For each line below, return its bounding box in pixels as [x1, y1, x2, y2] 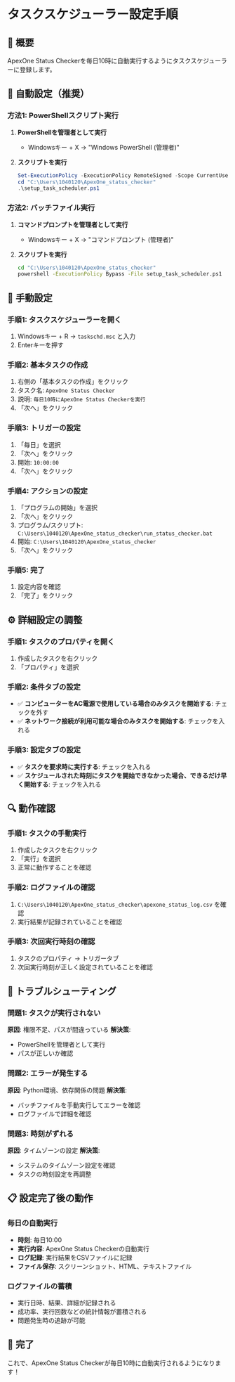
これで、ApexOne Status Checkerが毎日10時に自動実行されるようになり [7, 1358, 215, 1367]
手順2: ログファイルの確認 [7, 883, 95, 893]
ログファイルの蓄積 [7, 1281, 72, 1291]
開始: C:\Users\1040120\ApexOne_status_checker [17, 537, 156, 545]
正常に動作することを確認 [17, 863, 92, 872]
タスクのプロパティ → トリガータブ [17, 954, 119, 962]
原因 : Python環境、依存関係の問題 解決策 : [7, 1085, 128, 1094]
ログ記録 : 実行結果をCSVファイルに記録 [17, 1253, 133, 1262]
